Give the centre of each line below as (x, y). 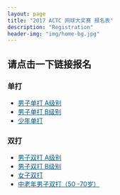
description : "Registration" (50, 27)
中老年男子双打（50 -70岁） (59, 184)
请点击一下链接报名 (49, 64)
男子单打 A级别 (39, 103)
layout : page (27, 14)
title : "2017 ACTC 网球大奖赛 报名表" (60, 21)
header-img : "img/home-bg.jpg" (54, 34)
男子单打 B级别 (39, 111)
